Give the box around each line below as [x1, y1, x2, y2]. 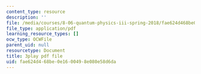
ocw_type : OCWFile [6, 36, 52, 42]
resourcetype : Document [6, 48, 66, 54]
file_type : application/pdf [6, 25, 77, 32]
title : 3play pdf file [6, 53, 63, 59]
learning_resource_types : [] [6, 31, 79, 37]
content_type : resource [6, 8, 66, 15]
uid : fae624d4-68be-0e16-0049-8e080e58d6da [6, 58, 117, 64]
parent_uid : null [6, 42, 50, 48]
